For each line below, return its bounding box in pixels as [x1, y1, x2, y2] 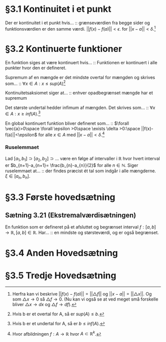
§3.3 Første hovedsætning [5, 191, 116, 203]
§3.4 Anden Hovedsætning [5, 247, 118, 259]
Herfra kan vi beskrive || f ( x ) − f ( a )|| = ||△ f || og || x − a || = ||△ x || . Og [12, 291, 152, 297]
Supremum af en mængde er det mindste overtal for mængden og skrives [5, 74, 156, 80]
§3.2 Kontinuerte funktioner [5, 43, 123, 54]
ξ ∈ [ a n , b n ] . [5, 173, 31, 180]
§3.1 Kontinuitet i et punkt [5, 3, 112, 15]
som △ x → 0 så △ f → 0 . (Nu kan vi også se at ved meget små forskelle [12, 296, 159, 302]
